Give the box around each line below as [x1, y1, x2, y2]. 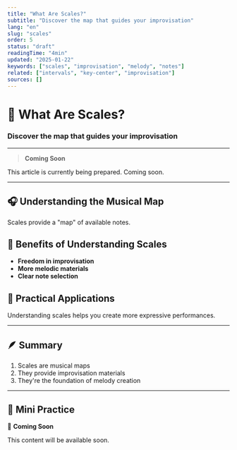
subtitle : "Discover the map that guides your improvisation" [7, 17, 194, 24]
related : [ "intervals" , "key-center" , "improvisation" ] [7, 69, 175, 76]
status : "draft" [7, 43, 55, 50]
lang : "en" [7, 23, 39, 30]
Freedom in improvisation [17, 257, 95, 265]
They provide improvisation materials [17, 369, 126, 377]
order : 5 [7, 37, 33, 44]
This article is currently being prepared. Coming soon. [7, 167, 164, 176]
